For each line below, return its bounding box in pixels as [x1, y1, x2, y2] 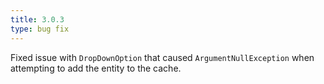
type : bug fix [10, 24, 70, 34]
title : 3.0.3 [10, 14, 65, 25]
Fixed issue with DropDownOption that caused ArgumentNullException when [10, 51, 315, 63]
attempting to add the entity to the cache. [10, 62, 182, 74]
